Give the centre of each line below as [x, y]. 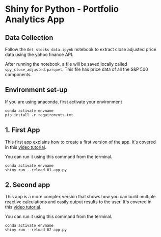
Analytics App [35, 19]
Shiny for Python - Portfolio [62, 9]
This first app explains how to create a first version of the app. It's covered [80, 142]
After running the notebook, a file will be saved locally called [66, 64]
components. [18, 74]
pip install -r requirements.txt [39, 115]
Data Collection [29, 38]
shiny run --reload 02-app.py [36, 230]
